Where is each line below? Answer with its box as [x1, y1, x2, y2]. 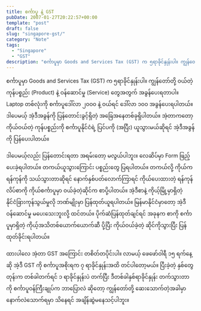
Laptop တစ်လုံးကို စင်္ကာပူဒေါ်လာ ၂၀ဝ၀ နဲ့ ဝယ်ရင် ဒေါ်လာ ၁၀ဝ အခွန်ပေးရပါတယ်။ [6, 100, 193, 108]
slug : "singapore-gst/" [6, 31, 66, 37]
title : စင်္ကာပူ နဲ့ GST [6, 8, 54, 15]
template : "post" [6, 20, 50, 26]
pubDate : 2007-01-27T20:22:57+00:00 [6, 14, 98, 20]
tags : [6, 42, 20, 48]
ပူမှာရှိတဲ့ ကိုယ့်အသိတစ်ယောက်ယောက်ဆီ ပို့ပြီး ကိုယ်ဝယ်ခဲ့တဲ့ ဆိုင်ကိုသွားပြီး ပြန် [6, 221, 187, 228]
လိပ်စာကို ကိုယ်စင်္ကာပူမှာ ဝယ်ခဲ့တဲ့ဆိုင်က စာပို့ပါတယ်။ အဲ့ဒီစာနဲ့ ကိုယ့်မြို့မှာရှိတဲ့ [6, 187, 183, 194]
